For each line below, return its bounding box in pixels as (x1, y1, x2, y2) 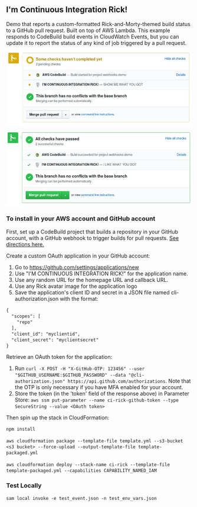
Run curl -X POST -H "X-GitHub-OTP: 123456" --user (14, 364, 145, 372)
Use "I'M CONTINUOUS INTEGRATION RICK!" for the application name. (14, 269, 188, 277)
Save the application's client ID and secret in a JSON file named (14, 288, 170, 296)
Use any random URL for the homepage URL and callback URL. (14, 276, 169, 283)
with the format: (60, 295, 98, 302)
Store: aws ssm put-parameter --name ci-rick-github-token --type (14, 396, 179, 403)
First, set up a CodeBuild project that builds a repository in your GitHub (6, 228, 179, 235)
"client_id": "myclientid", (11, 331, 81, 337)
